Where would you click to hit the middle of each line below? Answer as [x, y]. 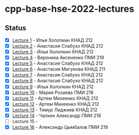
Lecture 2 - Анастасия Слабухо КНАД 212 [58, 46]
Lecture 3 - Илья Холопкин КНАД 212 [53, 52]
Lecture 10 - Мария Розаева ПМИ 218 [53, 92]
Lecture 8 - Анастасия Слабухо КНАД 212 [58, 81]
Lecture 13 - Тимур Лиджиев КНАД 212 [55, 110]
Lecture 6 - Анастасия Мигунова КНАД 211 [59, 69]
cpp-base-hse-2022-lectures [69, 9]
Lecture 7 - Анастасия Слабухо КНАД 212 [57, 75]
